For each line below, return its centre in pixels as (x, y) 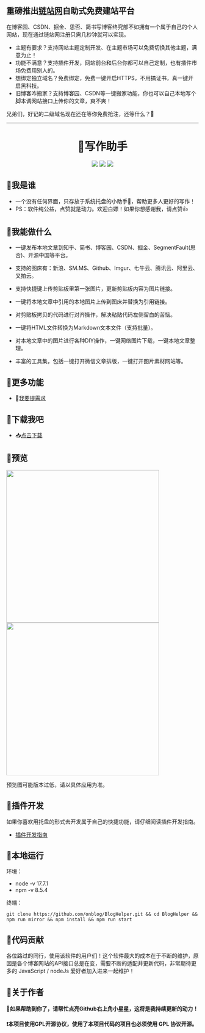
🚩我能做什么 (29, 232)
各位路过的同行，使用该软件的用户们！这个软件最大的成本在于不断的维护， (100, 956)
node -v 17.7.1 (32, 883)
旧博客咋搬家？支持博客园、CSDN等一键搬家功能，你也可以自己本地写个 (106, 93)
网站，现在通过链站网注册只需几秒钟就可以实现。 (68, 34)
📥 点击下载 (29, 435)
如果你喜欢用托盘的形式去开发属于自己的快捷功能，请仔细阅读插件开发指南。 (103, 821)
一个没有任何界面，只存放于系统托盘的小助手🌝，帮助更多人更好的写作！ (105, 201)
